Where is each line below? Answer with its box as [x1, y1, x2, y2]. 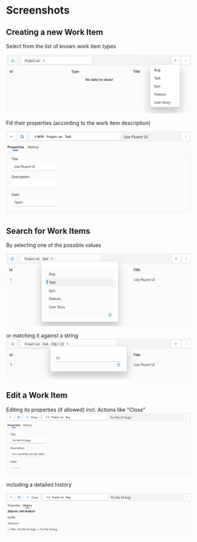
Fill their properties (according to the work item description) [6, 119, 151, 127]
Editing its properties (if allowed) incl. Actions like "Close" [6, 406, 146, 413]
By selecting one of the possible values [6, 241, 102, 249]
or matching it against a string [6, 332, 78, 339]
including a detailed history [6, 481, 72, 488]
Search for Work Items [6, 226, 91, 236]
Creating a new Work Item [6, 27, 103, 37]
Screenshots [6, 4, 70, 17]
